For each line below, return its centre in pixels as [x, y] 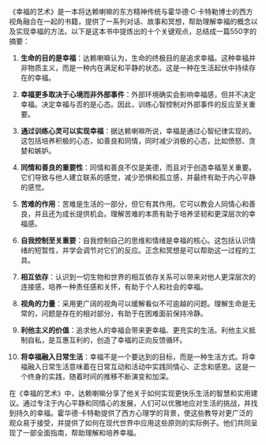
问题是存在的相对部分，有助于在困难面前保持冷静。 [124, 313]
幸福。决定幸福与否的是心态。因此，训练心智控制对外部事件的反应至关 [135, 104]
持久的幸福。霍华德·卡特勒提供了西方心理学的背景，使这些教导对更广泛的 [134, 413]
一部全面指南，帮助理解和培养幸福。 [81, 433]
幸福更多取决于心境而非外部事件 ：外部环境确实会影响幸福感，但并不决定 [138, 94]
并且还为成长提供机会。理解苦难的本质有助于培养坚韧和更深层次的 [142, 214]
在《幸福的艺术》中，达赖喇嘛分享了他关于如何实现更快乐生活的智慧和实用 [130, 393]
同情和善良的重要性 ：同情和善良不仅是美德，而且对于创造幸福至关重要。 [138, 167]
